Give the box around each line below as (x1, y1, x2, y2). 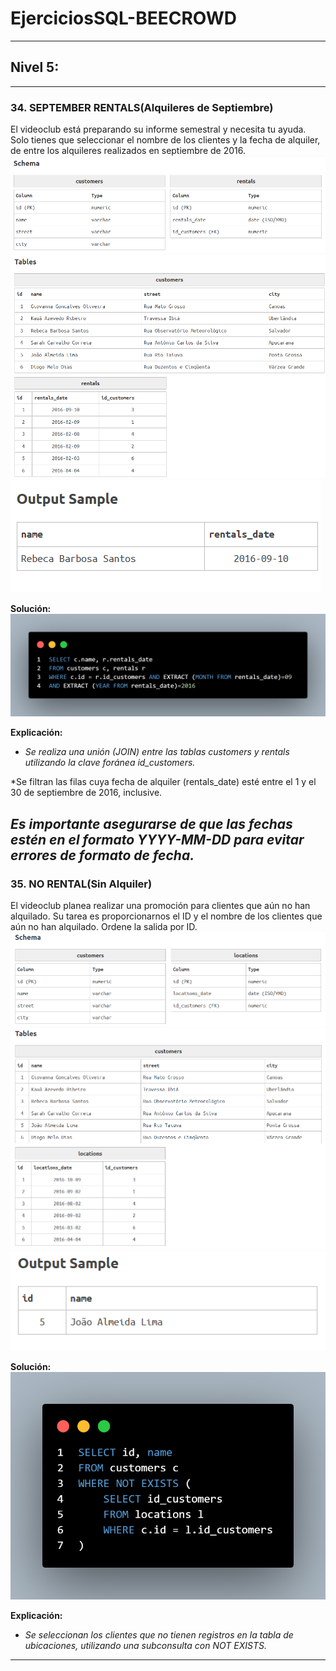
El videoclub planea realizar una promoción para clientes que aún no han (10, 899, 311, 911)
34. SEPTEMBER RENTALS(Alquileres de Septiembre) (10, 100, 274, 114)
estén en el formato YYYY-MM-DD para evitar (10, 831, 305, 848)
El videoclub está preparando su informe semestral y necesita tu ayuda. (10, 123, 307, 136)
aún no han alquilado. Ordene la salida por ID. (10, 920, 198, 932)
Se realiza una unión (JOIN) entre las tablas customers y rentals (24, 746, 290, 758)
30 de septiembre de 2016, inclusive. (10, 787, 163, 799)
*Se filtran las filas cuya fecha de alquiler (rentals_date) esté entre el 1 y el (10, 776, 317, 788)
